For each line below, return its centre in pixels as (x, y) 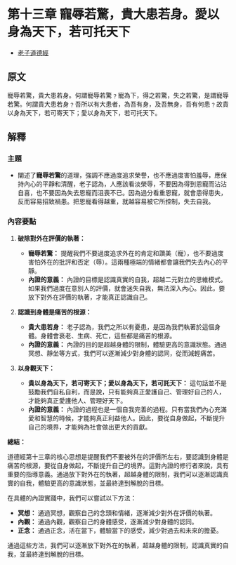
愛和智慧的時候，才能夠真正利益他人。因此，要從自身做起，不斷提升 (126, 418)
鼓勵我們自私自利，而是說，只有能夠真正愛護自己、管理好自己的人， (126, 392)
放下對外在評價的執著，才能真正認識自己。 (90, 297)
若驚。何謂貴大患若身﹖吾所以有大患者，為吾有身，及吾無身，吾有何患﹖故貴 (118, 104)
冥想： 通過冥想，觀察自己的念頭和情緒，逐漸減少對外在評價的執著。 (117, 512)
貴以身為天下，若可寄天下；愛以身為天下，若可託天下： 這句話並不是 (127, 383)
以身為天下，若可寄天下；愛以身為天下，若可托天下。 (84, 112)
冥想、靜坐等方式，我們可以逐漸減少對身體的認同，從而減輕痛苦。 (123, 353)
